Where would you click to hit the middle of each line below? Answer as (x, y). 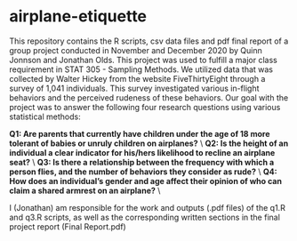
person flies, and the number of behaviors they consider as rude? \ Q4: (143, 172)
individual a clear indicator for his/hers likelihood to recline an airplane (142, 152)
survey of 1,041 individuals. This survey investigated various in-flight (134, 88)
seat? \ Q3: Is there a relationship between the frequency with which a (142, 162)
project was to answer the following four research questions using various (145, 107)
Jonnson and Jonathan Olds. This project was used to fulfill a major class (143, 60)
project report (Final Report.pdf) (68, 226)
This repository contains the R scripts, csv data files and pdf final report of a (149, 41)
